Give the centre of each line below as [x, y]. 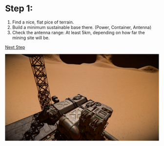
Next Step [15, 47]
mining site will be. [31, 38]
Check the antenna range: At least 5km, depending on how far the [78, 32]
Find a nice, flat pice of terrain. [43, 22]
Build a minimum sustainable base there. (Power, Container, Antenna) [82, 27]
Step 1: [19, 9]
